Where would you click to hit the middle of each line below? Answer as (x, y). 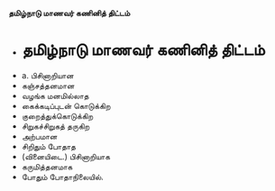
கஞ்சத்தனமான (48, 86)
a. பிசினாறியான (47, 75)
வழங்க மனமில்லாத (55, 95)
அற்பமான (39, 136)
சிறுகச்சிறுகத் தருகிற (55, 126)
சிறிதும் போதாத (49, 146)
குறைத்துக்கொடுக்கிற (57, 115)
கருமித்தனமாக (47, 167)
